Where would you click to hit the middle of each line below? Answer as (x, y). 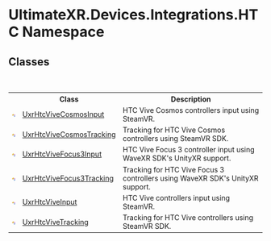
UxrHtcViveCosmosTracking (69, 134)
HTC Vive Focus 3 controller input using (189, 150)
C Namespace (56, 32)
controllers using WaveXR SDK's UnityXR (191, 178)
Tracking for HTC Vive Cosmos (174, 130)
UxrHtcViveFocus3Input (62, 154)
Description (191, 99)
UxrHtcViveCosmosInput (63, 114)
